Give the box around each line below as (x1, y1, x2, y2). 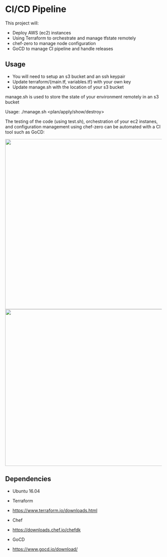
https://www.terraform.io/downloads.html (12, 507, 98, 513)
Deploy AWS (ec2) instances (12, 29, 71, 35)
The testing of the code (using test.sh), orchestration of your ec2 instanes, (5, 118, 158, 124)
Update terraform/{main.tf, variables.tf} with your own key (12, 78, 131, 84)
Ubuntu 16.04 (12, 488, 40, 494)
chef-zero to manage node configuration (12, 40, 96, 46)
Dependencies (5, 475, 51, 483)
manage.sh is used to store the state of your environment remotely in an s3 (5, 93, 159, 99)
